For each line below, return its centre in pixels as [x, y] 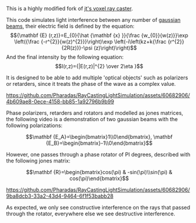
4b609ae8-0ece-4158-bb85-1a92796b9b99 [60, 101]
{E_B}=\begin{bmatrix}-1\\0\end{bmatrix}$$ [99, 143]
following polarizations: [35, 125]
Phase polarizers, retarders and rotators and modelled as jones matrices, [95, 113]
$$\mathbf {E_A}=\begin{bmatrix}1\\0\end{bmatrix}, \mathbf [99, 137]
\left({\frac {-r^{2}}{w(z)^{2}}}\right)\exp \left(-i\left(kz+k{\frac [90, 41]
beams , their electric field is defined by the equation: [70, 26]
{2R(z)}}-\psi [77, 48]
